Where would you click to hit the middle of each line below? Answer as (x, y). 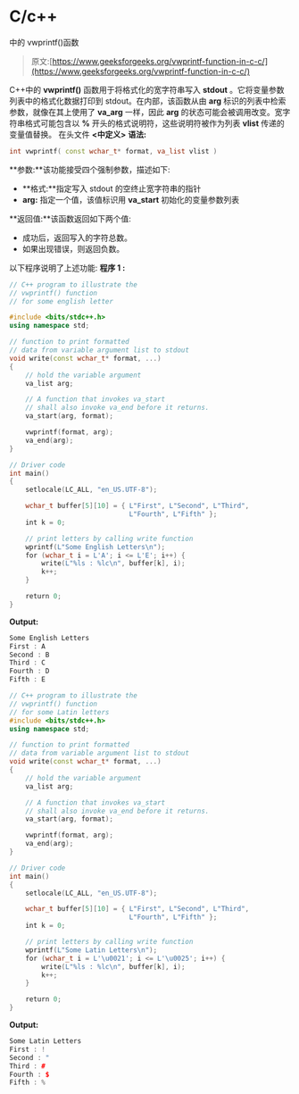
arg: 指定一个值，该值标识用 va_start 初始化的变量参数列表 (130, 199)
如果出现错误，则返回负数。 (73, 248)
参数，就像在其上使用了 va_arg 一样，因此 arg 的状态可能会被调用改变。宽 (146, 112)
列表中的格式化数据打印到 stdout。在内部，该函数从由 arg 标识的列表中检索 (148, 101)
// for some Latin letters (59, 712)
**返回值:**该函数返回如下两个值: (71, 218)
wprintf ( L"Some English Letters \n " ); (96, 547)
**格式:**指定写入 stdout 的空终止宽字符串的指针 (112, 188)
